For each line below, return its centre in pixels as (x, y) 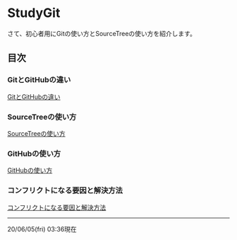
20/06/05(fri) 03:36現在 (42, 229)
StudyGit (34, 13)
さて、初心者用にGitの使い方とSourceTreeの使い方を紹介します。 (102, 33)
